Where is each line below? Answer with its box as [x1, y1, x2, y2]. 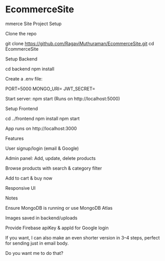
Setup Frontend [5, 105, 38, 111]
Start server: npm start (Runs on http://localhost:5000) [5, 95, 120, 102]
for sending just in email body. [5, 240, 69, 246]
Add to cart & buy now [5, 175, 53, 181]
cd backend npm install [5, 66, 55, 72]
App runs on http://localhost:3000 [5, 125, 77, 131]
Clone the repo [5, 30, 37, 36]
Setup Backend [5, 55, 37, 62]
